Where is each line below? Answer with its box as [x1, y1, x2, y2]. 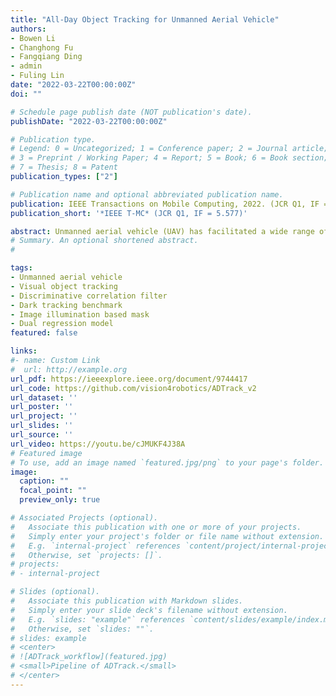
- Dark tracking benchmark [10, 300, 123, 310]
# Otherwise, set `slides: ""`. [10, 624, 155, 634]
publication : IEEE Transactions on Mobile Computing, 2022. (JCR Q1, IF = [10, 199, 329, 209]
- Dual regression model [10, 319, 114, 329]
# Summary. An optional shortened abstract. [10, 236, 199, 246]
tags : [10, 263, 33, 273]
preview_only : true [19, 495, 101, 505]
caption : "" [19, 476, 70, 486]
